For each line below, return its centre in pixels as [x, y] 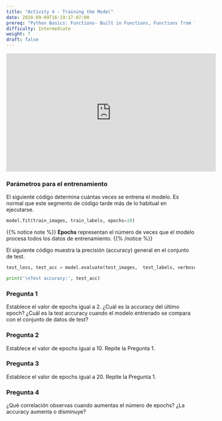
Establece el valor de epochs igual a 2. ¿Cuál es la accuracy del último [93, 307]
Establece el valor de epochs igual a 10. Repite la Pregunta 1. [81, 348]
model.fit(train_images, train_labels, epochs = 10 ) [71, 221]
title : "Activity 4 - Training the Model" [60, 12]
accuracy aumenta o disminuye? [46, 412]
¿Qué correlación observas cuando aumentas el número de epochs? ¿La [95, 405]
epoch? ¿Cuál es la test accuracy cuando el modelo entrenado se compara [98, 313]
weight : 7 [19, 34]
